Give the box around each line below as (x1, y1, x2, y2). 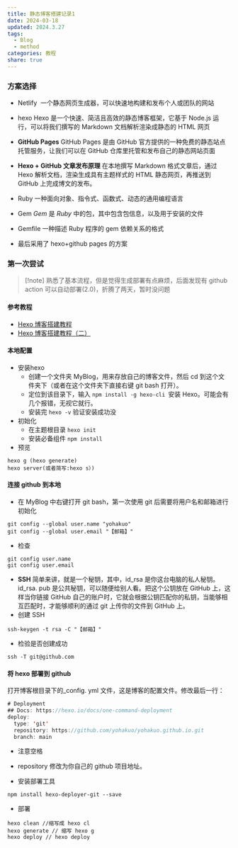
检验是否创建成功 (17, 639, 68, 648)
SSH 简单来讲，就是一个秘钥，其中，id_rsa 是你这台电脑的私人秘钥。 (17, 575, 220, 583)
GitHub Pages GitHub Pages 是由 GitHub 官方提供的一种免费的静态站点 (17, 137, 226, 146)
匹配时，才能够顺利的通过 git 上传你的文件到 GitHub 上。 (23, 601, 189, 610)
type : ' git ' (13, 720, 50, 727)
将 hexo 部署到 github (7, 669, 72, 677)
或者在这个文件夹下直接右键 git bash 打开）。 (52, 380, 183, 390)
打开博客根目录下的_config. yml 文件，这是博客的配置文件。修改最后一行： (7, 686, 225, 695)
